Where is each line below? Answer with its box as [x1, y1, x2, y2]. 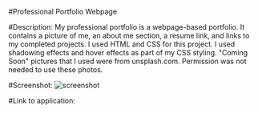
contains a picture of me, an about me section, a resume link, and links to [8, 31, 250, 40]
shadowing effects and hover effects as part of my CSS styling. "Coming [8, 48, 248, 57]
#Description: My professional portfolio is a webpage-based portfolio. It [8, 22, 245, 31]
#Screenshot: [8, 80, 54, 90]
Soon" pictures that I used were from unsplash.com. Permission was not [8, 56, 247, 66]
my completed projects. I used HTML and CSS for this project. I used [8, 39, 236, 49]
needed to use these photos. [8, 65, 103, 75]
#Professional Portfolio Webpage [8, 7, 118, 16]
